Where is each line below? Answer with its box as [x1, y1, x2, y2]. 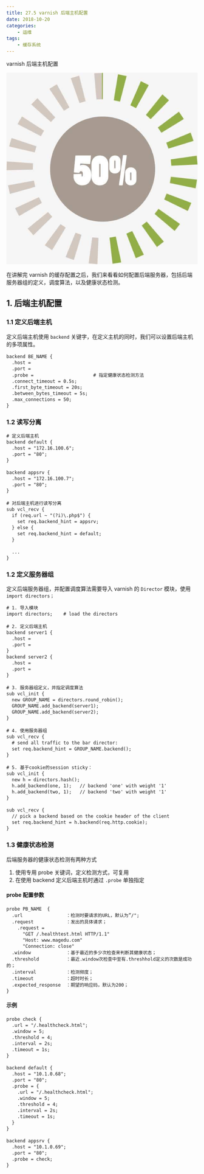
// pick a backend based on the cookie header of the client [12, 813, 170, 819]
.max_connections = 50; [12, 396, 72, 403]
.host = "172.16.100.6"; [12, 445, 75, 451]
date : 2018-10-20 [6, 16, 50, 23]
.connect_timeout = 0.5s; [12, 378, 78, 384]
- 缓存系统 [17, 42, 41, 48]
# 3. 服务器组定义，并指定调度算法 [6, 685, 84, 691]
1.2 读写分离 [6, 417, 42, 426]
